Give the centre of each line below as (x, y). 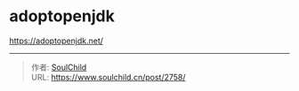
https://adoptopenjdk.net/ (57, 41)
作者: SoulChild (59, 67)
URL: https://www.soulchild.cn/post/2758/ (108, 77)
